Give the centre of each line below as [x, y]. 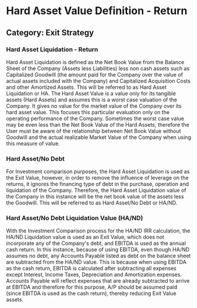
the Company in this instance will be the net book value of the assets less [95, 197]
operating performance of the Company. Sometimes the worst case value [95, 118]
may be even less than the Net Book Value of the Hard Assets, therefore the [98, 124]
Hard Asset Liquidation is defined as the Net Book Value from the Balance [95, 62]
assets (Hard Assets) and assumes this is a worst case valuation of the [92, 100]
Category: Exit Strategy [50, 33]
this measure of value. [33, 143]
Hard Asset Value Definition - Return [97, 11]
